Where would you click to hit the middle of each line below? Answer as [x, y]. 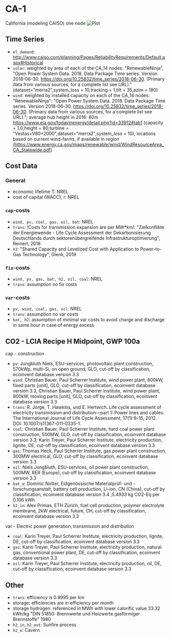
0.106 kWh [23, 500]
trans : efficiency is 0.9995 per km [48, 597]
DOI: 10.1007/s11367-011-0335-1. [47, 423]
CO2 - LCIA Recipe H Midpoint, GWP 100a [73, 341]
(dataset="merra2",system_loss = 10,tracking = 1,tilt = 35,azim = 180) [85, 90]
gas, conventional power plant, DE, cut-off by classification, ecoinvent [86, 553]
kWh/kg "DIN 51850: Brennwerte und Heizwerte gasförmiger [76, 613]
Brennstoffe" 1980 [32, 619]
